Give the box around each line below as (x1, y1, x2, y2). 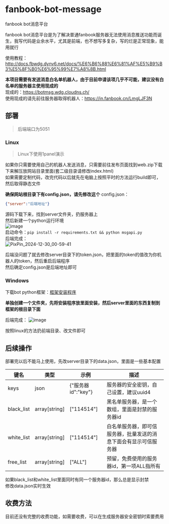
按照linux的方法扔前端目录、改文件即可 (5, 328, 86, 334)
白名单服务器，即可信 (106, 423, 157, 430)
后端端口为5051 (17, 126, 50, 132)
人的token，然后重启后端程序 (9, 257, 70, 264)
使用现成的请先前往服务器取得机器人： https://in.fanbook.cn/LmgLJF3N (5, 95, 152, 101)
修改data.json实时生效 (5, 483, 51, 489)
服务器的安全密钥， (106, 381, 152, 388)
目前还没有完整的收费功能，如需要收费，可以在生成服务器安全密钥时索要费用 (5, 513, 164, 519)
